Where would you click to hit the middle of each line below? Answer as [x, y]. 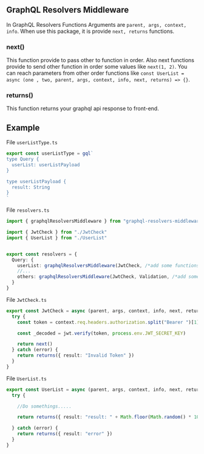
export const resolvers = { [42, 254]
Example [23, 127]
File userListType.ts [32, 142]
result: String [31, 187]
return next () [35, 344]
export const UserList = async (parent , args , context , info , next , [95, 389]
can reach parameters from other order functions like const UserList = [95, 73]
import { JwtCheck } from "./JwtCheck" [57, 232]
